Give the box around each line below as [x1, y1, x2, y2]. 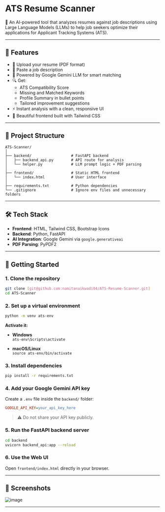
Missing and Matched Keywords [19, 89, 85, 96]
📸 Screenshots [5, 484, 51, 492]
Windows [12, 332, 32, 338]
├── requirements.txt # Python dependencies [5, 183, 118, 188]
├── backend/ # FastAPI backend [5, 153, 109, 158]
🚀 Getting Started [5, 260, 59, 269]
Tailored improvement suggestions [19, 100, 90, 106]
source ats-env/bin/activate [12, 350, 72, 356]
